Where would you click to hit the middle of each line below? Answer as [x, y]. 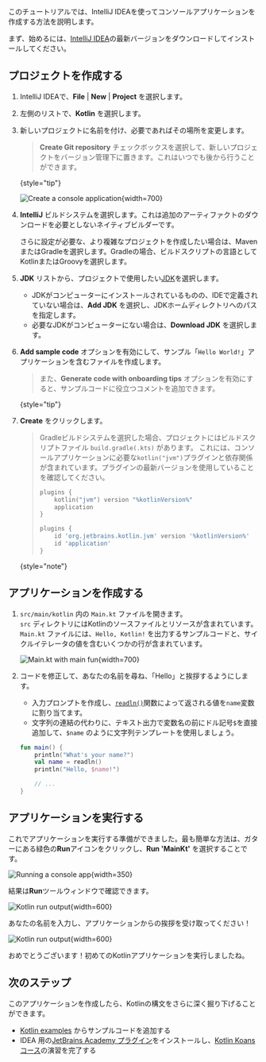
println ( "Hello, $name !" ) [77, 770]
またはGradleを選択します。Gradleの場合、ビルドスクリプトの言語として [139, 251]
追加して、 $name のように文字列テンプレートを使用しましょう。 [135, 732]
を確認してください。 [74, 477]
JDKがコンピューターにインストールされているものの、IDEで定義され [145, 295]
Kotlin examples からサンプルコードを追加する [95, 1030]
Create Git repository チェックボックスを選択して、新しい [135, 147]
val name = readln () [68, 762]
